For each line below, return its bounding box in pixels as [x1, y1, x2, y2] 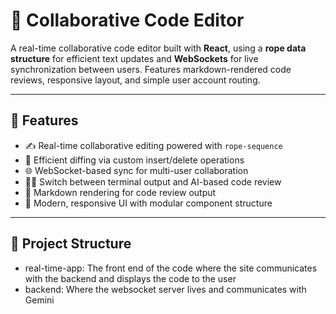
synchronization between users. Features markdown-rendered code [10, 63, 292, 75]
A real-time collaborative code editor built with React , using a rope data [10, 42, 307, 54]
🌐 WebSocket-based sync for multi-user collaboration [24, 164, 249, 176]
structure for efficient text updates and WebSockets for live [10, 52, 259, 64]
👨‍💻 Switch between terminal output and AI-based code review [24, 175, 282, 188]
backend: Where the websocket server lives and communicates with [24, 283, 307, 295]
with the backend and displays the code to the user [24, 272, 237, 284]
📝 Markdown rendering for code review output [24, 186, 217, 198]
